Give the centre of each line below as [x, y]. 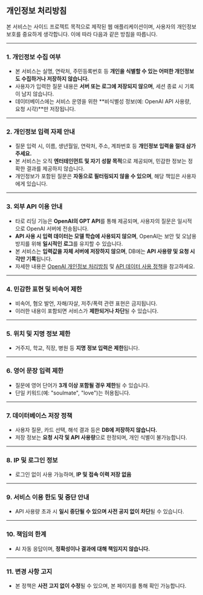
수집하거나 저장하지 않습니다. [55, 79]
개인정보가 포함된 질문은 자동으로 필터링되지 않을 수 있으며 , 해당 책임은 [98, 176]
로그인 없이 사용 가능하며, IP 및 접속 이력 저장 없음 [73, 474]
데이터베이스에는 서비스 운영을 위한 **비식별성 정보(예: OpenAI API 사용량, [103, 101]
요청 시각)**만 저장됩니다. [45, 109]
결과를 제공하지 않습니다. [56, 169]
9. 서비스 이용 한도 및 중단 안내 [48, 497]
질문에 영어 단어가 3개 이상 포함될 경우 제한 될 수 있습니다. [82, 385]
